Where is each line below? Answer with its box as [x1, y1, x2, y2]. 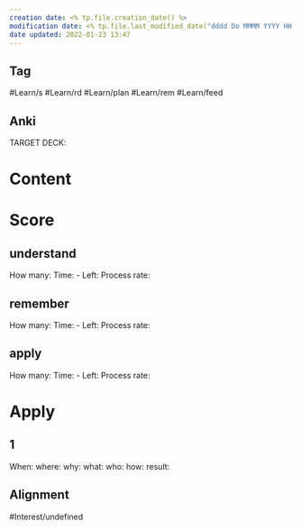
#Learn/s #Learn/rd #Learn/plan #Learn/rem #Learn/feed [9, 87, 223, 98]
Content [9, 169, 72, 189]
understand [9, 245, 77, 261]
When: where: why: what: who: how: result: [9, 461, 170, 471]
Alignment [9, 488, 69, 503]
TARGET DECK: [9, 137, 67, 148]
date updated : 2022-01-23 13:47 [9, 30, 131, 39]
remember [9, 296, 69, 311]
